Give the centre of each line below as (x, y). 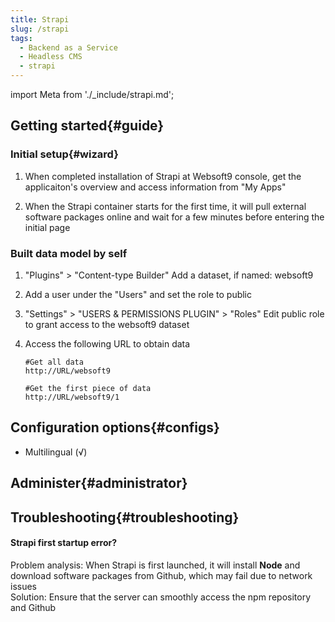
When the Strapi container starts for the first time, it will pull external (165, 206)
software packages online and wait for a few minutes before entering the (174, 217)
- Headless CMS (51, 57)
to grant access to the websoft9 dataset (107, 324)
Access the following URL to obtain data (107, 343)
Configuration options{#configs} (115, 427)
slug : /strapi (40, 29)
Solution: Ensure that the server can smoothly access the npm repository (160, 597)
